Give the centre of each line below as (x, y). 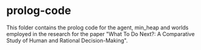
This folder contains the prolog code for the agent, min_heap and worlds (97, 27)
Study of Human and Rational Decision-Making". (67, 40)
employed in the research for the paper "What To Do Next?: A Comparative (100, 34)
